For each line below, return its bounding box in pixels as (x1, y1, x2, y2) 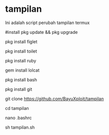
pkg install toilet (5, 48, 37, 54)
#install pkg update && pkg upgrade (5, 29, 78, 35)
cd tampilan (5, 105, 29, 111)
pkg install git (5, 86, 33, 92)
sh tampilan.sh (5, 124, 35, 130)
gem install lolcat (5, 67, 39, 73)
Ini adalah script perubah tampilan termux (5, 20, 90, 26)
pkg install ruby (5, 57, 36, 63)
